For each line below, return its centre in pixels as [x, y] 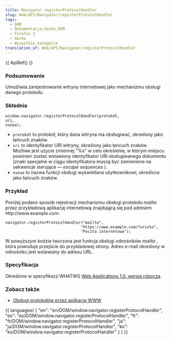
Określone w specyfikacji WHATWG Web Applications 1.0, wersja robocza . [83, 276]
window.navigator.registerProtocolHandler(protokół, [63, 116]
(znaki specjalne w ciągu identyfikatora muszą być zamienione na [82, 162]
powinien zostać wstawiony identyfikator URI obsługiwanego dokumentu [89, 156]
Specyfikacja [22, 265]
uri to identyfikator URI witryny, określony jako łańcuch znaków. [80, 145]
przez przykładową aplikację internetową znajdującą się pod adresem [79, 208]
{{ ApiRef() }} [19, 62]
